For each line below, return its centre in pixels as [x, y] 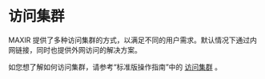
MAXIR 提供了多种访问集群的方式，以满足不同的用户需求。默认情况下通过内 [133, 40]
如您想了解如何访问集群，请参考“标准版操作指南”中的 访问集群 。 [115, 67]
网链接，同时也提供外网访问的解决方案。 [75, 49]
